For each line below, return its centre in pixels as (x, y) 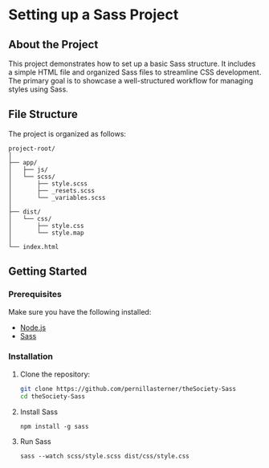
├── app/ (23, 162)
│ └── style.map (46, 233)
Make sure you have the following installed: (80, 311)
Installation (31, 356)
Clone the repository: (55, 374)
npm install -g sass (54, 426)
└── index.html (34, 246)
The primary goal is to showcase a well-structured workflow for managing (131, 81)
